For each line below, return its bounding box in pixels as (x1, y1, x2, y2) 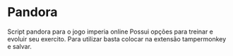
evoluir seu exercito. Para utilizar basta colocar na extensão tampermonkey (7, 34, 227, 43)
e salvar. (7, 42, 32, 50)
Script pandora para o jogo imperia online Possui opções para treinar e (7, 27, 214, 36)
